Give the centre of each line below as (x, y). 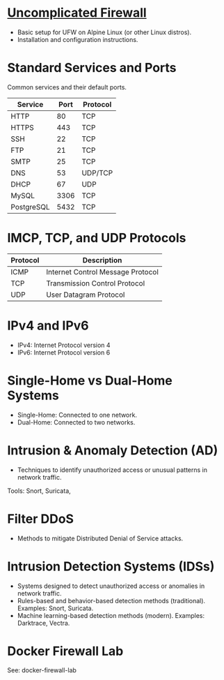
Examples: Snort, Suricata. (55, 608)
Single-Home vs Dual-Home (90, 380)
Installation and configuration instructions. (78, 39)
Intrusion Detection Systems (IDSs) (111, 566)
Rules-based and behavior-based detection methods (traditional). (111, 600)
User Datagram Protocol (86, 295)
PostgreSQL (30, 207)
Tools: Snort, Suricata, (39, 491)
